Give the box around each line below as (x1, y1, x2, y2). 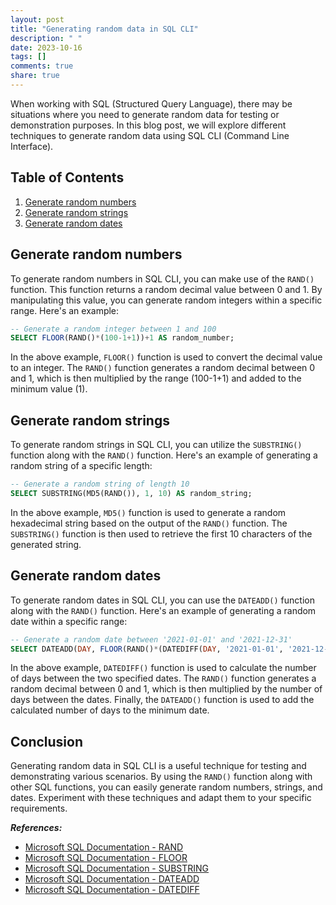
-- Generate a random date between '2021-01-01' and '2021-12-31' (10, 634, 293, 645)
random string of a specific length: (10, 460, 153, 472)
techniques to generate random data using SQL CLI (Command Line (10, 129, 290, 141)
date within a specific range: (10, 615, 128, 627)
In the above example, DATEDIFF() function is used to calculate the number (10, 662, 317, 674)
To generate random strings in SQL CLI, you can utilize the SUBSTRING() (10, 439, 303, 451)
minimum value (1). (10, 383, 88, 395)
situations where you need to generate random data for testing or (10, 108, 280, 120)
